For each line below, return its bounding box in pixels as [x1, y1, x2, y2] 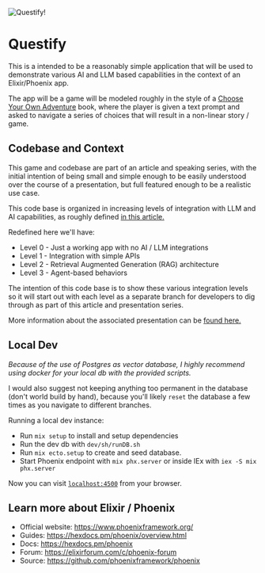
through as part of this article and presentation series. [8, 300, 184, 309]
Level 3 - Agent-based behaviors [19, 268, 128, 277]
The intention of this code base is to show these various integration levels [8, 283, 248, 292]
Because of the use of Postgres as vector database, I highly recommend [8, 359, 245, 369]
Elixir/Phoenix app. [8, 78, 70, 87]
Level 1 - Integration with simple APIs [19, 250, 141, 261]
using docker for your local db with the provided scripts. [8, 368, 191, 377]
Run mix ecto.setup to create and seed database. [19, 448, 182, 457]
